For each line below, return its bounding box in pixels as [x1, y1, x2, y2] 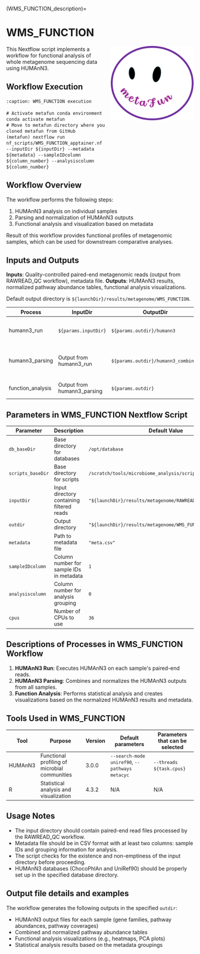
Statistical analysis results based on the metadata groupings [14, 941, 163, 948]
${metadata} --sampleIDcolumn [6, 152, 82, 158]
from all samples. [14, 683, 58, 691]
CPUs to [54, 614, 74, 622]
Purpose [49, 737, 71, 744]
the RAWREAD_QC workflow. [14, 833, 85, 840]
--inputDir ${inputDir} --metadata [6, 146, 95, 152]
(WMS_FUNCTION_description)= [6, 5, 87, 12]
